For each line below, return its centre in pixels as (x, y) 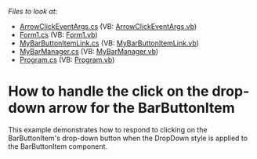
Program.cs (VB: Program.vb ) (67, 60)
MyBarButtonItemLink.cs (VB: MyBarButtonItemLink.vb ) (109, 43)
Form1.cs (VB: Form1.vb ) (58, 35)
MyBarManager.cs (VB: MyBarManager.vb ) (89, 51)
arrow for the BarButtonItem (141, 108)
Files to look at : (33, 11)
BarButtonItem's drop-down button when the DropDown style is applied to (128, 138)
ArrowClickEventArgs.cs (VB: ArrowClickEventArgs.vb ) (108, 26)
